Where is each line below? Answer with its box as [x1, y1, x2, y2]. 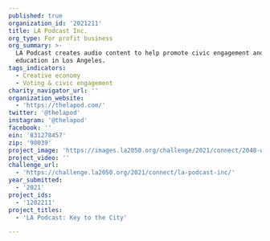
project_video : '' [8, 153, 70, 161]
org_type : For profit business [8, 34, 113, 43]
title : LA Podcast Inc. [8, 27, 88, 35]
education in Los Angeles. [15, 57, 106, 65]
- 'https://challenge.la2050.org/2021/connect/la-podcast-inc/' [15, 169, 235, 177]
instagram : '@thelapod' [8, 116, 88, 125]
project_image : [8, 146, 59, 154]
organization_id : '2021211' [8, 19, 103, 27]
